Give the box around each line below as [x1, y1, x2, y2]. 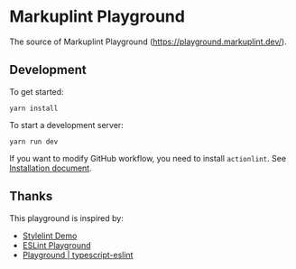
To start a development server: [9, 119, 124, 130]
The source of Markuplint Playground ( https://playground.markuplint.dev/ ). [9, 36, 287, 47]
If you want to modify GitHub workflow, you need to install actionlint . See [9, 153, 287, 163]
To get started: [9, 86, 65, 97]
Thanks [9, 189, 53, 204]
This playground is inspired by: [9, 212, 124, 223]
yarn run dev [9, 137, 59, 146]
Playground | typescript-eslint [22, 249, 134, 260]
